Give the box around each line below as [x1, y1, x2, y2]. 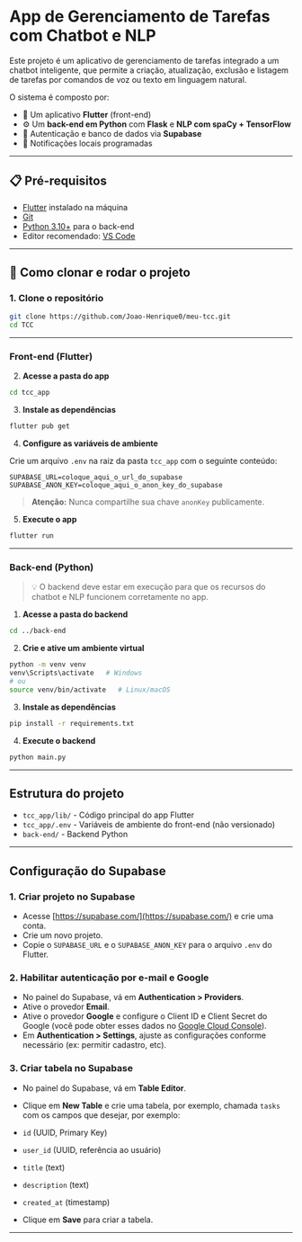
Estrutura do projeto [9, 785, 124, 801]
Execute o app [22, 514, 77, 525]
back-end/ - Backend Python [22, 829, 129, 840]
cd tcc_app [9, 389, 50, 398]
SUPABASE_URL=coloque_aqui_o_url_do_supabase [9, 473, 182, 482]
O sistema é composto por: [9, 92, 110, 103]
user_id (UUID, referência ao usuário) [22, 1144, 162, 1155]
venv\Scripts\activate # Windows [9, 668, 143, 678]
